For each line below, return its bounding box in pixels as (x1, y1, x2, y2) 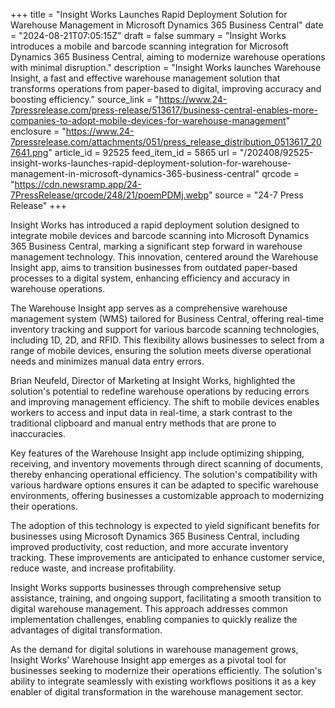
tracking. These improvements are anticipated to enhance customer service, (10, 552, 325, 563)
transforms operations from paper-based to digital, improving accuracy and (10, 83, 322, 94)
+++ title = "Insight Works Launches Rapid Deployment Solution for (10, 9, 288, 20)
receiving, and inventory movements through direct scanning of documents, (10, 458, 324, 469)
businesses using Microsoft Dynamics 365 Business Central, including (10, 530, 300, 542)
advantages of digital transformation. (10, 624, 163, 636)
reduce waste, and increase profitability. (10, 562, 177, 574)
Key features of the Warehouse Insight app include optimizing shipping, (10, 447, 305, 459)
